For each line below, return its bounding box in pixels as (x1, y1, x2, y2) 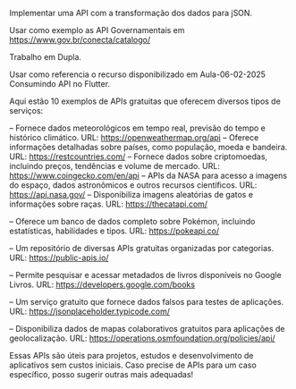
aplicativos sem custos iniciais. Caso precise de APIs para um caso (9, 359, 257, 370)
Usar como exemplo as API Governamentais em (9, 25, 185, 35)
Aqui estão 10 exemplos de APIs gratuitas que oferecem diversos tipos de (9, 96, 282, 106)
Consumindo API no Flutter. (9, 79, 110, 89)
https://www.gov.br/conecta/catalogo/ (9, 35, 150, 45)
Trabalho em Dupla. (9, 52, 82, 62)
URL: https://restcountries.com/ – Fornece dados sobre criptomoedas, (9, 151, 268, 162)
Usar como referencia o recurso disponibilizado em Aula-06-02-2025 (9, 69, 266, 80)
